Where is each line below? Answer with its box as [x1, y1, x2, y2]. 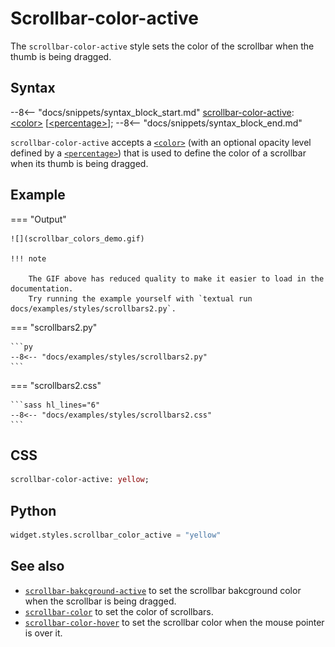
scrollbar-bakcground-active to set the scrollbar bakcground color [24, 584, 302, 596]
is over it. [24, 627, 63, 639]
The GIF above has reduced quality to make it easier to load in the [28, 273, 325, 284]
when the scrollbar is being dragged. [24, 595, 177, 607]
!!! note [10, 253, 47, 264]
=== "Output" [10, 213, 67, 225]
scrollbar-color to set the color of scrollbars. [24, 605, 214, 617]
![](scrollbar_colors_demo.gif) [10, 233, 145, 244]
